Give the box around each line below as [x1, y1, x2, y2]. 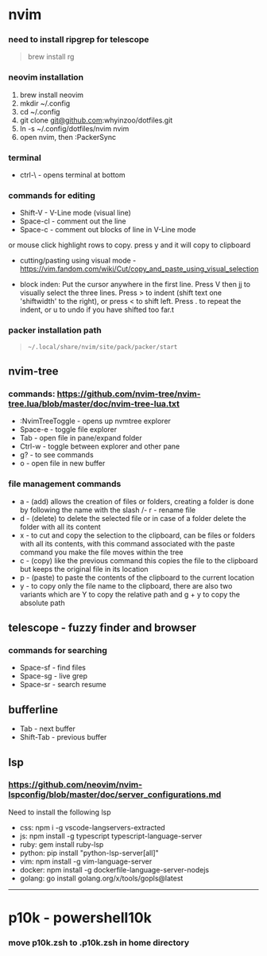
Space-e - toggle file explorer [19, 425, 118, 434]
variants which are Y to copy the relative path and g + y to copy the [19, 589, 241, 599]
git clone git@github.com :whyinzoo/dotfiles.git [19, 115, 173, 125]
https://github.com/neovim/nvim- [8, 779, 143, 791]
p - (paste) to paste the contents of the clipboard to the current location [19, 573, 255, 582]
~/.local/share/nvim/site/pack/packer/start [27, 343, 178, 351]
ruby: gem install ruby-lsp [19, 839, 104, 849]
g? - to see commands [19, 450, 94, 460]
